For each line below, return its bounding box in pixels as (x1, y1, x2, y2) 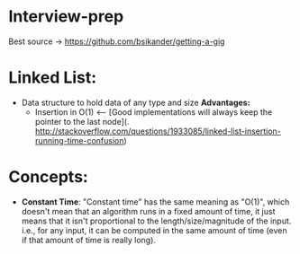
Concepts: (8, 167, 89, 188)
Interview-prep (8, 6, 124, 27)
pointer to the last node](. (34, 116, 130, 127)
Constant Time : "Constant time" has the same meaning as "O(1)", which (21, 196, 290, 207)
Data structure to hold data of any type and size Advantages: (21, 97, 250, 108)
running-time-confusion (34, 135, 124, 145)
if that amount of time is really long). (21, 234, 157, 245)
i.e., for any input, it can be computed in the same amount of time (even (21, 224, 287, 235)
